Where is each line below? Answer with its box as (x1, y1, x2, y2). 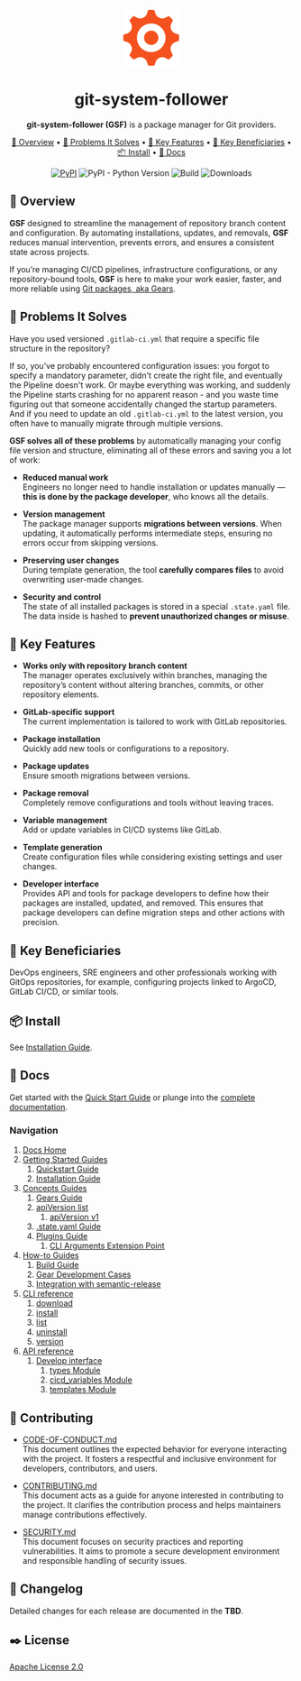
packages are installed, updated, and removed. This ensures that (22, 897, 264, 909)
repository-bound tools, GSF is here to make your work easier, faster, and (9, 273, 282, 284)
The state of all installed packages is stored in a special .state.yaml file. (22, 601, 291, 611)
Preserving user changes (22, 555, 120, 565)
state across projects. (9, 246, 90, 257)
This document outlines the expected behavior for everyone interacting (22, 1443, 287, 1455)
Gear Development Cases (35, 1269, 132, 1280)
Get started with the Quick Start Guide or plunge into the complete (9, 1091, 256, 1103)
